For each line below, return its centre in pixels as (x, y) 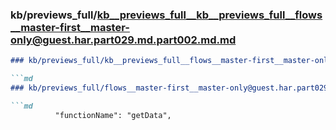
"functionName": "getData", (113, 115)
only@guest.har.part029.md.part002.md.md (123, 40)
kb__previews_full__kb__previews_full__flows (209, 15)
